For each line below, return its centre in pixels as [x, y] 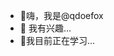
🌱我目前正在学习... [57, 40]
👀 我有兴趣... [45, 28]
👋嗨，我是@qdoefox [61, 15]
